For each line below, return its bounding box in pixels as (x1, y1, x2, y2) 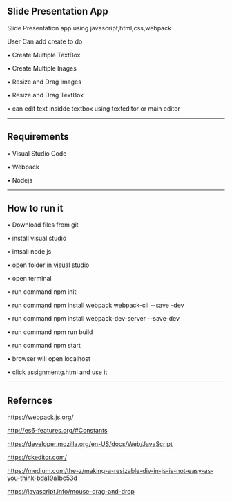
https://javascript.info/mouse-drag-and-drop (7, 487, 135, 496)
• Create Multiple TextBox (7, 50, 81, 59)
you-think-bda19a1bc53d (7, 474, 78, 483)
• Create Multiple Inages (7, 64, 77, 72)
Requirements (7, 131, 69, 142)
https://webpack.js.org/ (7, 413, 74, 421)
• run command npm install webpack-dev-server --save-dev (7, 315, 180, 323)
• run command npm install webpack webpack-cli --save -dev (7, 301, 184, 310)
